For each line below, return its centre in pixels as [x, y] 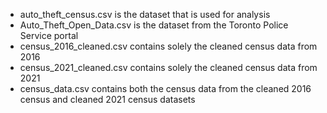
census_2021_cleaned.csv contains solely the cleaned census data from [168, 67]
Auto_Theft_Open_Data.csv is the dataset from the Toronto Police [154, 25]
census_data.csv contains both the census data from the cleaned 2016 [165, 88]
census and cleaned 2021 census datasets [107, 99]
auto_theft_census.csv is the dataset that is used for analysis [145, 14]
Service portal [49, 35]
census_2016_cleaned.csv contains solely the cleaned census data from [168, 46]
